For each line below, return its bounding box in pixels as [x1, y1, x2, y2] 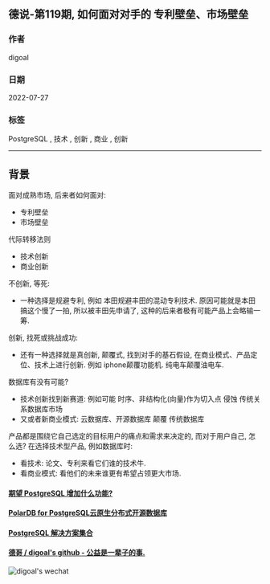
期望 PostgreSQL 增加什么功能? [8, 488, 113, 498]
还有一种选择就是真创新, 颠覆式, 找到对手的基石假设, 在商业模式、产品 [19, 350, 251, 360]
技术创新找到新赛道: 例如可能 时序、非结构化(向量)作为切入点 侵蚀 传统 [19, 394, 254, 404]
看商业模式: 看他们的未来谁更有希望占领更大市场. [19, 468, 182, 478]
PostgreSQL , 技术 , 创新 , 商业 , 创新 [8, 134, 129, 144]
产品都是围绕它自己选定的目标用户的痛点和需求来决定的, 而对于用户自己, [8, 431, 247, 441]
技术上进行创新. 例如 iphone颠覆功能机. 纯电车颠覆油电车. [34, 360, 224, 370]
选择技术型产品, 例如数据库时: [35, 441, 133, 451]
